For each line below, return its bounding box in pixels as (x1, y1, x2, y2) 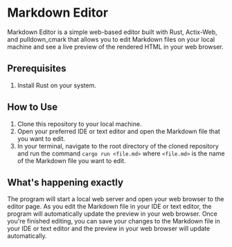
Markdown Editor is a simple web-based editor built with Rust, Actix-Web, (7, 28, 217, 36)
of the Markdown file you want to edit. (17, 156, 126, 164)
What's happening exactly (7, 176, 123, 188)
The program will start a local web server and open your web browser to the (7, 195, 224, 203)
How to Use (7, 101, 58, 113)
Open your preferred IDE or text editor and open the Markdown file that (17, 127, 220, 135)
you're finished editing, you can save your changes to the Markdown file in (7, 217, 220, 225)
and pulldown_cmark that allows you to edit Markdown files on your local (7, 35, 215, 43)
